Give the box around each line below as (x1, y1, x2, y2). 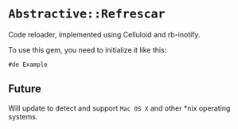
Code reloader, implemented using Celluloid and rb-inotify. (8, 29, 201, 39)
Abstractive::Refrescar (8, 6, 166, 21)
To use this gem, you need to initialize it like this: (8, 45, 167, 54)
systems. (8, 111, 38, 121)
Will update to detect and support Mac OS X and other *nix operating (8, 103, 231, 113)
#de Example (8, 61, 48, 68)
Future (8, 82, 42, 96)
